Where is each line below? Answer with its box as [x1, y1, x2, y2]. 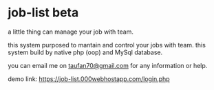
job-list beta [8, 5, 79, 21]
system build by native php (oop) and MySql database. [8, 48, 163, 56]
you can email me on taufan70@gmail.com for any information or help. [8, 61, 208, 69]
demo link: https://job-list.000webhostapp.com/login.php [8, 74, 171, 83]
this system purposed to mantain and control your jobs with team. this [8, 41, 206, 49]
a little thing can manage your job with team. [8, 27, 133, 36]
